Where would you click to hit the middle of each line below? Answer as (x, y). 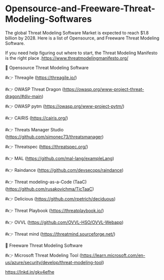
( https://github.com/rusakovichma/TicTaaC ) (50, 189)
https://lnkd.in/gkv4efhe (30, 272)
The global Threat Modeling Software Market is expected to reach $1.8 (77, 33)
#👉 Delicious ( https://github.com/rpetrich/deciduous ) (61, 199)
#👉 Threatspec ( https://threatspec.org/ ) (47, 147)
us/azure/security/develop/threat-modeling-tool (54, 262)
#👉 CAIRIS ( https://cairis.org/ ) (37, 118)
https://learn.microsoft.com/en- (113, 255)
